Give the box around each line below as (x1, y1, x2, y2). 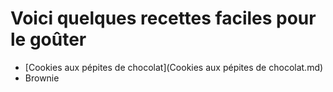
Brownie (24, 72, 60, 84)
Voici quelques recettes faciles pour (10, 7, 317, 30)
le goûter (10, 28, 87, 51)
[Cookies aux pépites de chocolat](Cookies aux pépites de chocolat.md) (24, 61, 324, 73)
